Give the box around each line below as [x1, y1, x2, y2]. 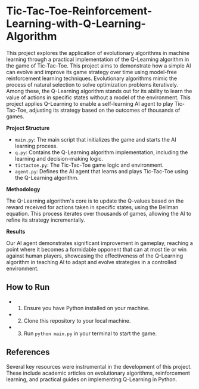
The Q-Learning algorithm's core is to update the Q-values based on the [6, 197, 184, 204]
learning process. [14, 142, 58, 149]
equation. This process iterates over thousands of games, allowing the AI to [6, 210, 192, 217]
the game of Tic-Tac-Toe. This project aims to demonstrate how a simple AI [6, 62, 192, 69]
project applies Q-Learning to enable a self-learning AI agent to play [6, 100, 174, 107]
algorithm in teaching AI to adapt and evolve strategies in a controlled [6, 258, 177, 265]
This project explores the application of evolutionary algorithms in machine [6, 49, 189, 56]
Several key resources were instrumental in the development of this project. [6, 363, 192, 370]
